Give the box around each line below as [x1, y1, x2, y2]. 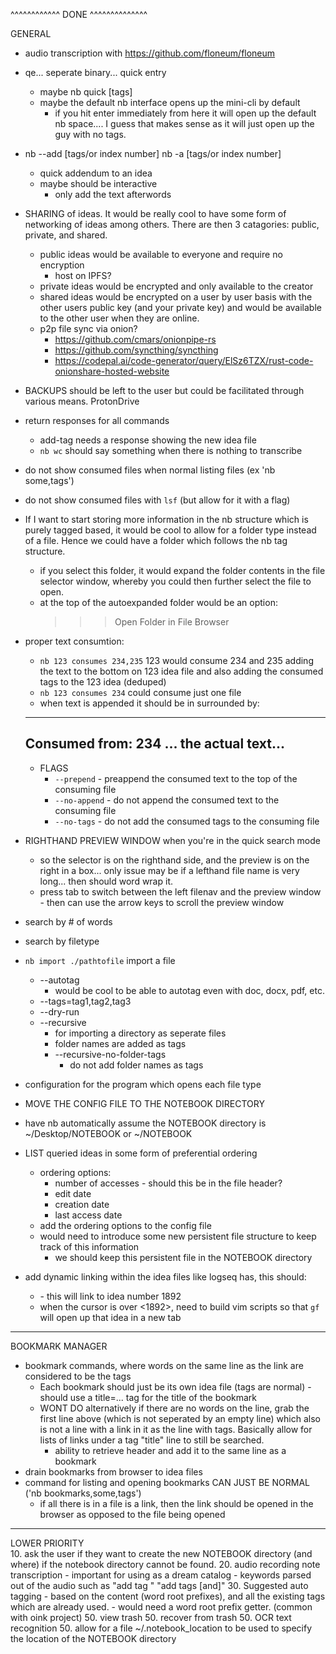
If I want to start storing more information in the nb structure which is [24, 514, 309, 525]
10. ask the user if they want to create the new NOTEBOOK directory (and [10, 1547, 313, 1559]
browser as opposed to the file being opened [39, 1508, 226, 1520]
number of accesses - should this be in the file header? [54, 1177, 283, 1189]
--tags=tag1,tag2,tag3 [39, 995, 132, 1007]
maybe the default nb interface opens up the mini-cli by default [39, 97, 301, 108]
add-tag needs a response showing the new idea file [39, 434, 257, 446]
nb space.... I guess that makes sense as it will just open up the [54, 118, 315, 129]
